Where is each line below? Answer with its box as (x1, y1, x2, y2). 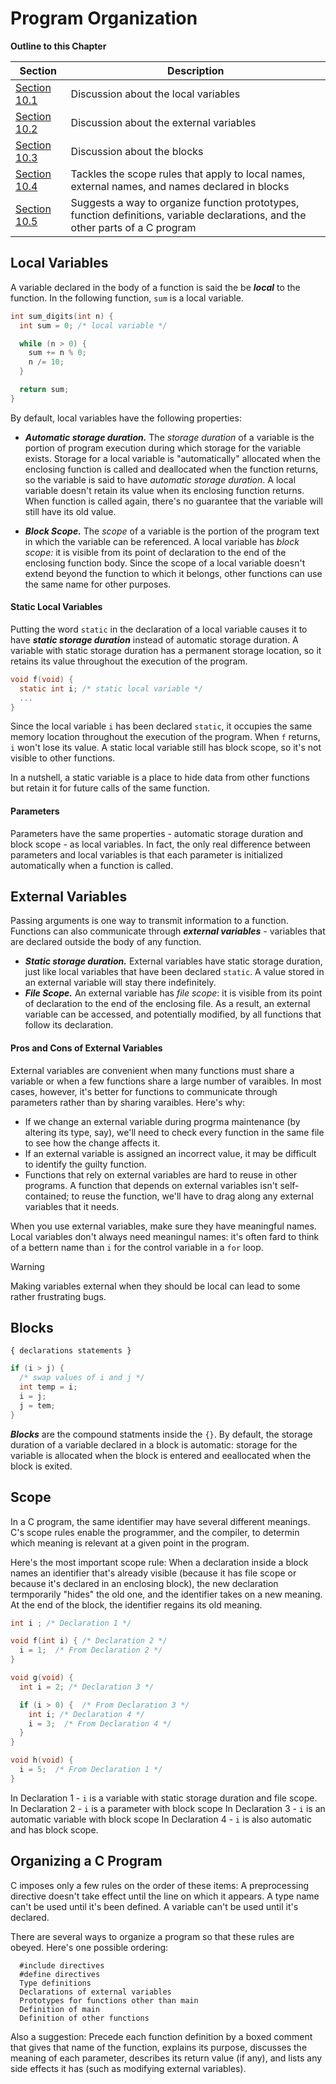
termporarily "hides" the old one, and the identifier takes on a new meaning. (10, 1588, 323, 1600)
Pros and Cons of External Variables (10, 1042, 163, 1054)
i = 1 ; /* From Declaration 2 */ (19, 1645, 163, 1656)
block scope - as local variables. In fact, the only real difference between (10, 838, 312, 850)
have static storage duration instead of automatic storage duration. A (10, 633, 299, 646)
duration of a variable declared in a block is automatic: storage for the (10, 1438, 298, 1451)
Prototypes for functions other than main (19, 1995, 199, 2006)
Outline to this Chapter (10, 40, 107, 52)
